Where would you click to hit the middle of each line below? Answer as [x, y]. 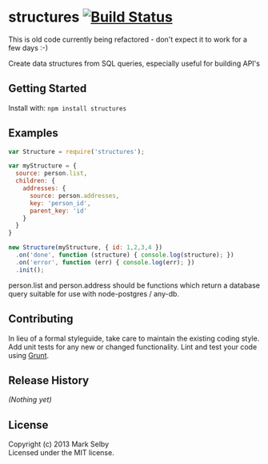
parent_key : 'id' [58, 211]
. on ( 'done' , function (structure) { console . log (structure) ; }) [125, 255]
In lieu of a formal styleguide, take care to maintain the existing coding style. [134, 338]
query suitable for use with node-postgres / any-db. [94, 293]
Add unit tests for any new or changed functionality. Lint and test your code [133, 347]
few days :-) [28, 47]
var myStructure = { [43, 166]
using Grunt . [29, 355]
